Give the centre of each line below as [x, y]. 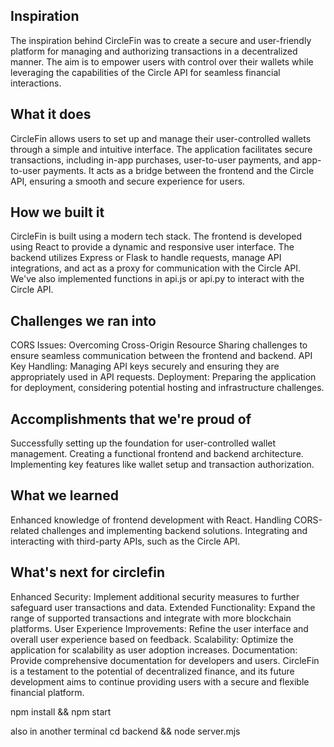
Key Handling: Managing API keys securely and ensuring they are [145, 366]
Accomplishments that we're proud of [131, 419]
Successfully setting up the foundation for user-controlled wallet [143, 443]
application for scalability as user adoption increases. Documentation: [154, 650]
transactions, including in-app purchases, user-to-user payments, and [155, 160]
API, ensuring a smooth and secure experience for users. [128, 181]
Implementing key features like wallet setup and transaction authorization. [162, 465]
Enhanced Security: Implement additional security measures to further [155, 596]
